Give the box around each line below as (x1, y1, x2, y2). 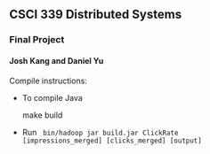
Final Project (9, 34, 65, 46)
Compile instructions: (9, 75, 87, 86)
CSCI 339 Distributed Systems (9, 7, 182, 22)
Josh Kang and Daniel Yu (9, 55, 104, 65)
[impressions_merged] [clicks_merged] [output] (21, 136, 202, 145)
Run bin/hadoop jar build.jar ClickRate (21, 127, 179, 137)
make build (21, 110, 63, 120)
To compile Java (21, 92, 83, 103)
